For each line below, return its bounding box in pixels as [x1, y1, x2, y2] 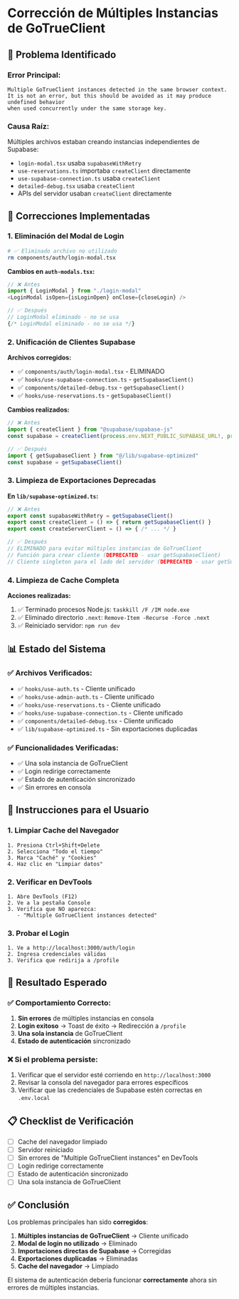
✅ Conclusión [7, 1198, 70, 1211]
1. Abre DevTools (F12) [7, 893, 78, 900]
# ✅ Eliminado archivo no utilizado [7, 248, 117, 255]
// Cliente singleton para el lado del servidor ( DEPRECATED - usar [7, 558, 215, 565]
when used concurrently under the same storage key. [7, 105, 167, 112]
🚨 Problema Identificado [7, 49, 117, 61]
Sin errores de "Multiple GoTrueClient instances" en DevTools [17, 1153, 198, 1162]
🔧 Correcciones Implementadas [7, 210, 151, 222]
